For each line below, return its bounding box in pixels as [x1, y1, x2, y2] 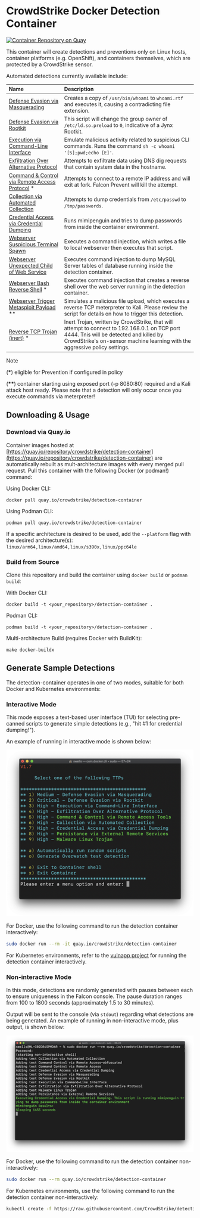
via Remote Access [8, 178, 56, 185]
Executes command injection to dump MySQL [64, 255, 176, 263]
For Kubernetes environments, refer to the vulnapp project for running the [6, 952, 187, 959]
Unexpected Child [8, 262, 53, 269]
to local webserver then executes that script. [64, 244, 173, 251]
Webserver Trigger [8, 297, 55, 305]
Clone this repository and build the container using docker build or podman [6, 571, 188, 578]
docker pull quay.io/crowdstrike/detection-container [6, 497, 143, 503]
